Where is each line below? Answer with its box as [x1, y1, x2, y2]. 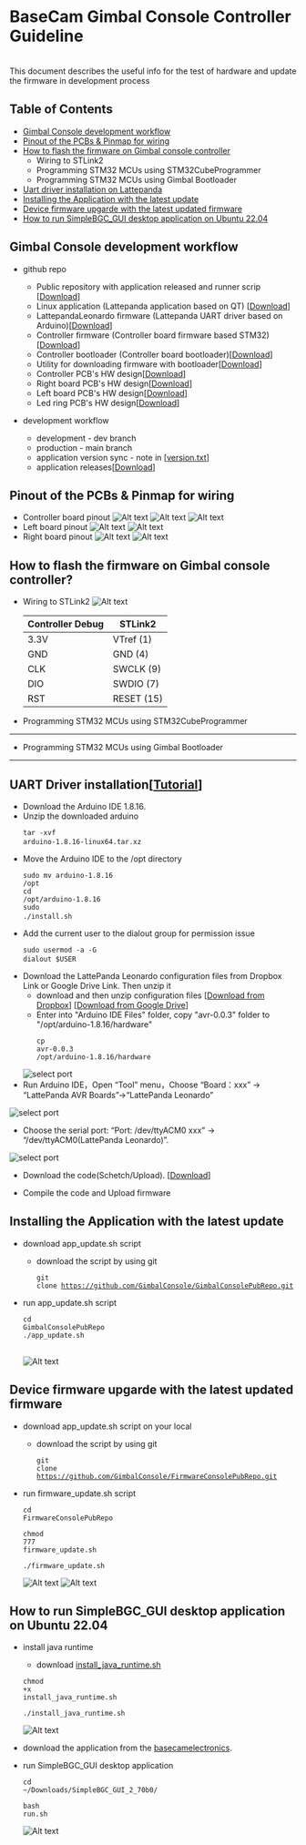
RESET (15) [112, 692, 164, 705]
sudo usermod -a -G [22, 945, 97, 954]
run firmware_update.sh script [22, 1487, 137, 1499]
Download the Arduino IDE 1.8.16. [22, 801, 147, 811]
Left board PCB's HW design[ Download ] [36, 387, 189, 398]
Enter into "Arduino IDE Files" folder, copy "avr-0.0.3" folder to [36, 1009, 270, 1020]
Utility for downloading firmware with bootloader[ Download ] [36, 358, 262, 370]
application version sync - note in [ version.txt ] [36, 452, 209, 463]
